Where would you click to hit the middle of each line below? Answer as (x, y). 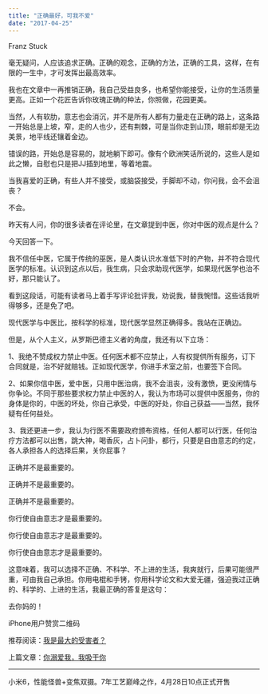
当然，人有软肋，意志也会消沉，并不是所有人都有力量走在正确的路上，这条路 (134, 116)
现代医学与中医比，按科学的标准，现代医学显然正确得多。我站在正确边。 (127, 322)
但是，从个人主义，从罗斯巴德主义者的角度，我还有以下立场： (110, 339)
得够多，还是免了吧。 (43, 305)
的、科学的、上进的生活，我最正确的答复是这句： (89, 589)
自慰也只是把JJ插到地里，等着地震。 (96, 163)
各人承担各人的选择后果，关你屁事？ (68, 450)
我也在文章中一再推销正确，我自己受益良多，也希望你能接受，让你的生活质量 (134, 90)
